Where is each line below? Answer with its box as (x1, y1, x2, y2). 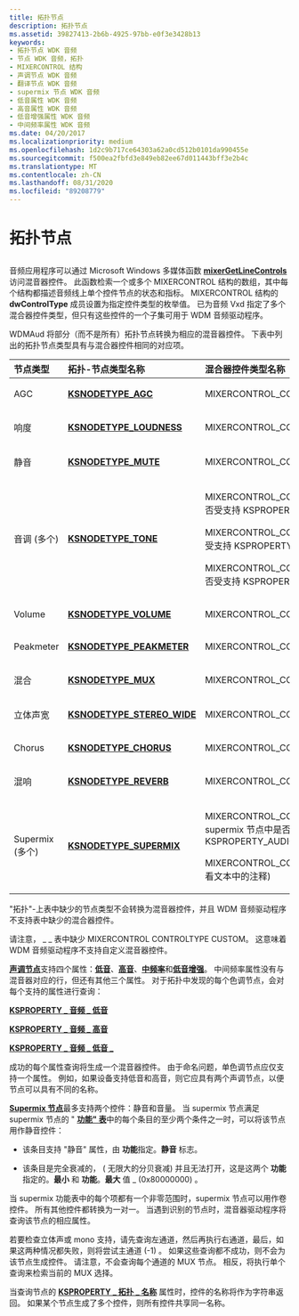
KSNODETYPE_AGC (68, 387, 154, 400)
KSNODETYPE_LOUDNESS (68, 420, 182, 433)
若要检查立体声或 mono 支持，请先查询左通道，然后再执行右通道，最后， (9, 1234, 277, 1245)
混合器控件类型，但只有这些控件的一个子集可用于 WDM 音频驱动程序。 (9, 309, 269, 321)
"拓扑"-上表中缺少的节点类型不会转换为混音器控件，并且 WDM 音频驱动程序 (9, 903, 287, 914)
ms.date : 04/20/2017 (9, 129, 86, 138)
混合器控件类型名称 (204, 362, 286, 375)
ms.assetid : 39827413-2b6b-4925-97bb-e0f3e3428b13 (9, 29, 201, 38)
